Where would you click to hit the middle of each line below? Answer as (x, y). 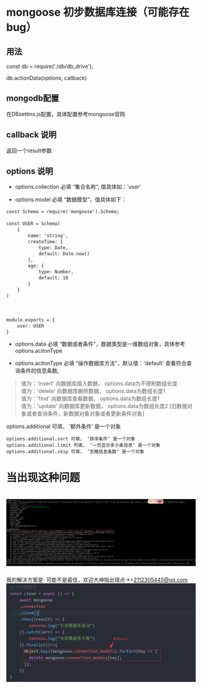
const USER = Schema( (33, 224)
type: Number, (56, 272)
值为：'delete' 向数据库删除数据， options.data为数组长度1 (93, 391)
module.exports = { (31, 320)
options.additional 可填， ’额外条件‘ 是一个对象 (64, 426)
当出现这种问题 (43, 478)
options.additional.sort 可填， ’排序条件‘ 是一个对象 (71, 439)
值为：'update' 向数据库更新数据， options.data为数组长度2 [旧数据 (104, 406)
